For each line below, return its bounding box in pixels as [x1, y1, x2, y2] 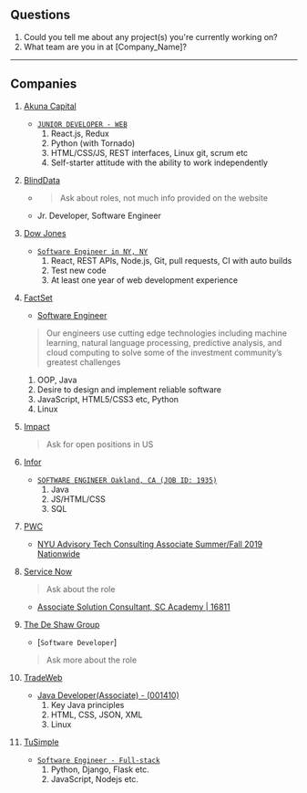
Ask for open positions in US [46, 438, 154, 450]
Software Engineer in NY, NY [36, 246, 148, 256]
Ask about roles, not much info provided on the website [59, 192, 268, 203]
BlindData [23, 174, 61, 185]
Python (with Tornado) [50, 137, 136, 149]
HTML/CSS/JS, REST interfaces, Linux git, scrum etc [50, 147, 249, 158]
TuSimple [23, 736, 59, 747]
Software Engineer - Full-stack [36, 756, 160, 765]
